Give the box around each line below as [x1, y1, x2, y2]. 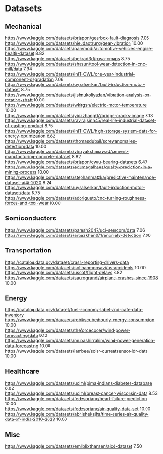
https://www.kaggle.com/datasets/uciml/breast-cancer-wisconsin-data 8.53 [5, 390, 158, 396]
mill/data [5, 66, 23, 72]
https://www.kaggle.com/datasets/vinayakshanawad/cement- [5, 149, 129, 154]
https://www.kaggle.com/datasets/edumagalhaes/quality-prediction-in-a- [5, 164, 153, 170]
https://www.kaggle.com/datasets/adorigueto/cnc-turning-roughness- [5, 195, 147, 201]
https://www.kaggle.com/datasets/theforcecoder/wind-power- [5, 327, 130, 333]
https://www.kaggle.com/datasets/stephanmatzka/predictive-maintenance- [5, 174, 156, 180]
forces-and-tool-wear [5, 200, 49, 206]
